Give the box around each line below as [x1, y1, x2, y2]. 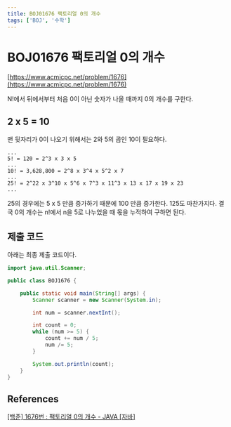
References [7, 393, 59, 405]
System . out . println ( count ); [32, 360, 114, 367]
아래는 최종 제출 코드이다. [7, 251, 77, 259]
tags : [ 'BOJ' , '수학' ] [7, 17, 71, 24]
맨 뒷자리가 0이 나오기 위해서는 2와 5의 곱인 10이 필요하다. [7, 135, 167, 144]
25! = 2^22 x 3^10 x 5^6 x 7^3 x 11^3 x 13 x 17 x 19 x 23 [7, 180, 184, 187]
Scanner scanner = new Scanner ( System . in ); [32, 296, 161, 303]
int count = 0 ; [32, 322, 77, 329]
